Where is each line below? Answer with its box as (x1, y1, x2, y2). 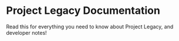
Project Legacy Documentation (6, 4, 160, 17)
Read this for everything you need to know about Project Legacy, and (6, 23, 174, 30)
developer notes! (6, 29, 47, 36)
